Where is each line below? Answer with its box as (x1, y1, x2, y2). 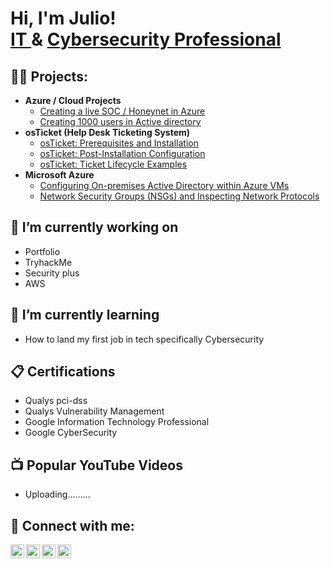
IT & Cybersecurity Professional (10, 28, 282, 51)
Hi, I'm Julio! (10, 7, 117, 30)
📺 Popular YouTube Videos (10, 457, 183, 474)
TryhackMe (24, 256, 73, 268)
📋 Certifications (10, 363, 116, 381)
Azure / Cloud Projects (24, 95, 122, 106)
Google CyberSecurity (24, 427, 118, 439)
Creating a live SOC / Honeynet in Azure (39, 105, 206, 117)
